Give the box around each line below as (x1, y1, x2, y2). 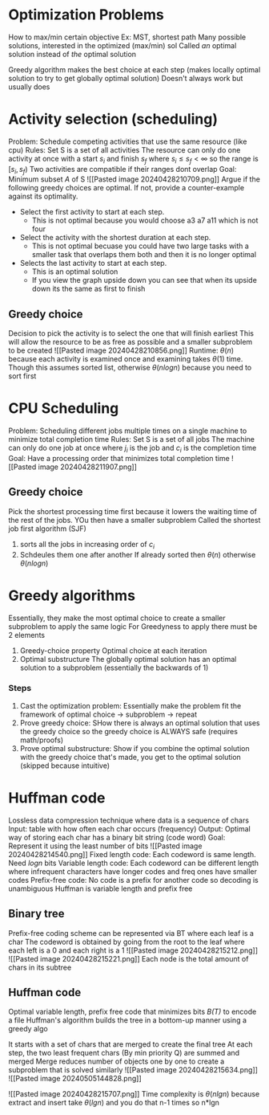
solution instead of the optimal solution (8, 49, 137, 59)
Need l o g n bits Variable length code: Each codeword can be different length (8, 858, 259, 868)
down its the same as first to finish (31, 284, 146, 294)
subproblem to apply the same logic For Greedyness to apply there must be (8, 621, 258, 631)
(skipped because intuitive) (19, 761, 110, 770)
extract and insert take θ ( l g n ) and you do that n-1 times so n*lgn (8, 1098, 220, 1108)
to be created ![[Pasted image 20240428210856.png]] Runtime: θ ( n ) (8, 345, 235, 355)
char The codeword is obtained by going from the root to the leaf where (8, 937, 246, 946)
